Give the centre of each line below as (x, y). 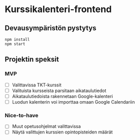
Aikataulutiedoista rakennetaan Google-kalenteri (62, 96)
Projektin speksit (32, 59)
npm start (15, 44)
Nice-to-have (22, 115)
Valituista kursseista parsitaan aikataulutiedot (59, 90)
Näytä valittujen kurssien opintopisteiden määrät (62, 132)
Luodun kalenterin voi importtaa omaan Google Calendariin (73, 102)
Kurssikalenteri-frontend (58, 9)
